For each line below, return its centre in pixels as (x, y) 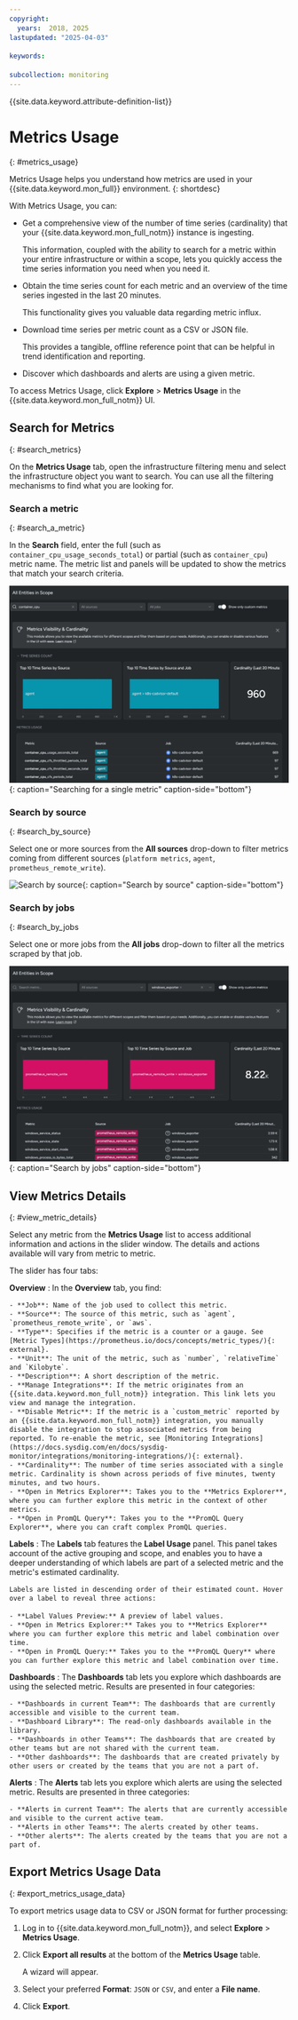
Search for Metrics (62, 428)
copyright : (29, 19)
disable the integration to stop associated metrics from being (130, 1430)
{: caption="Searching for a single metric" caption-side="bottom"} (131, 789)
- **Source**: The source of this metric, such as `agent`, (123, 1315)
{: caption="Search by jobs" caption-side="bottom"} (105, 1168)
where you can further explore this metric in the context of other (138, 1501)
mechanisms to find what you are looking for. (92, 485)
